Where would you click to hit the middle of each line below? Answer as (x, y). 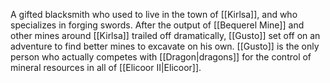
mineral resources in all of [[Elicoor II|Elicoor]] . (106, 67)
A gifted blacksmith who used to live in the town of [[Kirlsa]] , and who (154, 14)
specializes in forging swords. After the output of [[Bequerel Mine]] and (157, 25)
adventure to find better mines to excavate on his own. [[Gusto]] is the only (165, 46)
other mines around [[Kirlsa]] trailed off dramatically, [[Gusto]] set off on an (165, 35)
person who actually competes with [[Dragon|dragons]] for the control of (161, 57)
